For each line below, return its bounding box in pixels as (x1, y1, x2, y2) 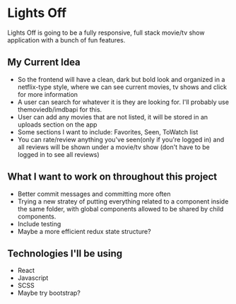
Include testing (17, 219, 61, 228)
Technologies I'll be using (7, 247, 122, 259)
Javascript (17, 274, 49, 282)
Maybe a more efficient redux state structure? (17, 227, 151, 235)
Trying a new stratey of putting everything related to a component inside (17, 197, 229, 206)
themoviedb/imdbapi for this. (17, 105, 102, 114)
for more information (17, 90, 78, 98)
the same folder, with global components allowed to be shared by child (17, 204, 224, 213)
